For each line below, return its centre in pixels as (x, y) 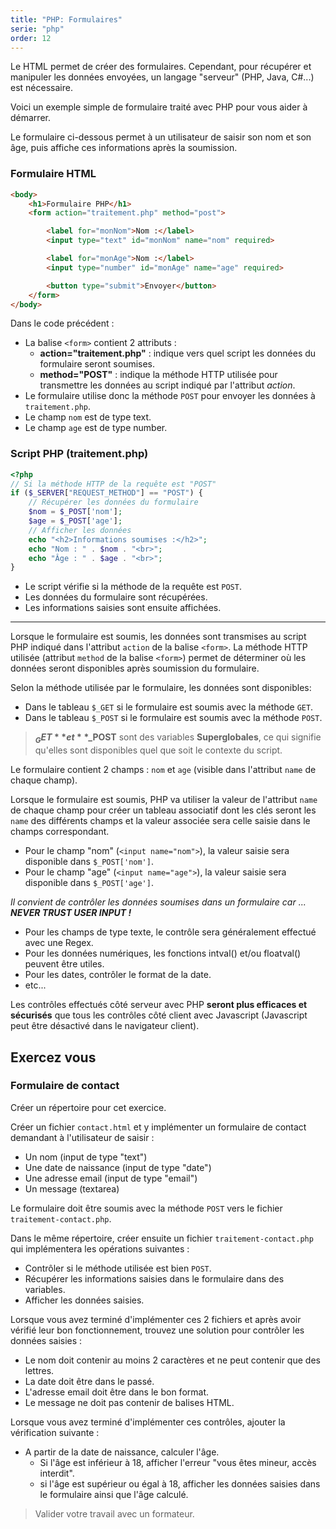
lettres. (39, 1370)
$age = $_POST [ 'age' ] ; (75, 521)
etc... (35, 985)
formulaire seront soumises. (97, 364)
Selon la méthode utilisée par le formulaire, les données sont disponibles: (161, 688)
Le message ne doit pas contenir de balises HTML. (129, 1402)
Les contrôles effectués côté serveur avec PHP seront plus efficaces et (159, 1005)
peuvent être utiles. (64, 964)
